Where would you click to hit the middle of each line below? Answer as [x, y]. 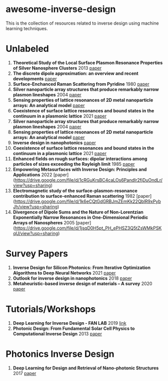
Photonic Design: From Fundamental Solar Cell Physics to [74, 328]
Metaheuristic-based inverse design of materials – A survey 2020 [82, 283]
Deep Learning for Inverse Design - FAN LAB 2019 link [69, 323]
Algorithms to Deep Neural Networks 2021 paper [64, 273]
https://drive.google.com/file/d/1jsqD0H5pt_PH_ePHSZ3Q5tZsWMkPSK [88, 228]
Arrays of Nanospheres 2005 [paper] [52, 222]
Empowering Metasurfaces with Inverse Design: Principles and [80, 169]
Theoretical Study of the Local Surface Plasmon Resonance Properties [88, 62]
